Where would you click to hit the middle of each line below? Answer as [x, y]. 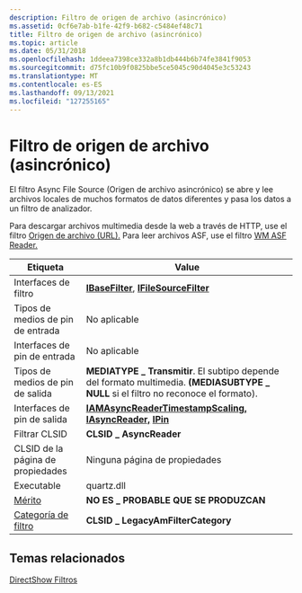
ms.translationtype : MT [54, 76]
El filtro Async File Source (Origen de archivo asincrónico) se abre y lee [142, 190]
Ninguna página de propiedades [154, 460]
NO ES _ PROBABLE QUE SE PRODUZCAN [176, 500]
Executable [37, 486]
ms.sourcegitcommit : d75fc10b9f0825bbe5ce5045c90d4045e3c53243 [130, 68]
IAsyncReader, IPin [127, 420]
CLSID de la [39, 448]
